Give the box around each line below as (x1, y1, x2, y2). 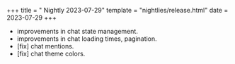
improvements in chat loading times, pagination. (16, 34, 157, 43)
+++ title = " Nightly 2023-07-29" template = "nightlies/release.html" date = (6, 6, 229, 14)
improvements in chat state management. (16, 27, 139, 35)
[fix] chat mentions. (16, 42, 74, 50)
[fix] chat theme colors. (16, 49, 86, 58)
